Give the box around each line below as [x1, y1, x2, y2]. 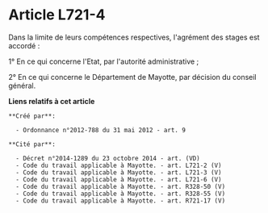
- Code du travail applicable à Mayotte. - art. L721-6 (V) [15, 175, 222, 183]
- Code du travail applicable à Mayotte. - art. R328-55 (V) [15, 190, 226, 198]
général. [8, 81, 36, 90]
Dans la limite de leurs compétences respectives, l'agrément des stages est [8, 32, 260, 42]
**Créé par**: [8, 111, 57, 120]
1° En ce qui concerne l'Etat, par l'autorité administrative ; [8, 56, 199, 66]
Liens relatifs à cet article [8, 96, 95, 106]
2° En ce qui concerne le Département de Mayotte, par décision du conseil [8, 72, 257, 81]
